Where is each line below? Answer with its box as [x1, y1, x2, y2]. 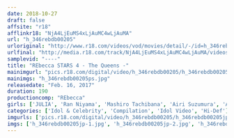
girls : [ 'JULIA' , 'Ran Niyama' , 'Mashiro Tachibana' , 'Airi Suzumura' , [7, 101, 219, 108]
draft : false [7, 17, 45, 24]
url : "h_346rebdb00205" [7, 36, 77, 43]
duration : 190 [7, 88, 49, 95]
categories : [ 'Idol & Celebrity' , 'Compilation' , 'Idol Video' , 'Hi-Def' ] [7, 107, 229, 114]
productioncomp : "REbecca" [7, 95, 86, 102]
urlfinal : [7, 49, 36, 56]
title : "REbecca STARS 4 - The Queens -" [7, 62, 130, 69]
